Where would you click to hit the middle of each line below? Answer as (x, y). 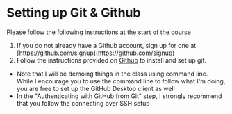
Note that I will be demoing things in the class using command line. (112, 74)
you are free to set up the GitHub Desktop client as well (96, 88)
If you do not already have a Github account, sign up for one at (106, 45)
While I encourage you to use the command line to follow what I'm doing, (121, 81)
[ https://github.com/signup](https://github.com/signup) (96, 53)
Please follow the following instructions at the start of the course (99, 32)
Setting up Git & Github (74, 13)
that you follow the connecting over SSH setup (83, 103)
